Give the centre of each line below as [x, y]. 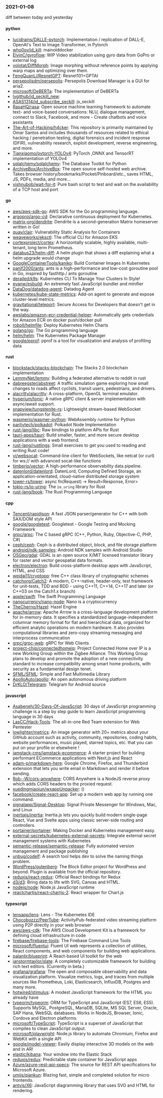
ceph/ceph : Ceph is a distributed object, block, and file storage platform [85, 545]
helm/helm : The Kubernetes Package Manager [59, 335]
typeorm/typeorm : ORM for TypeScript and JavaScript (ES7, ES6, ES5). [83, 1002]
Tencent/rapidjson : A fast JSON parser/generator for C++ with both [80, 514]
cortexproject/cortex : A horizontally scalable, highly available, [74, 242]
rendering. [23, 1090]
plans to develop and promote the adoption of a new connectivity [78, 659]
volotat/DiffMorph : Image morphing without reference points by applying [85, 65]
